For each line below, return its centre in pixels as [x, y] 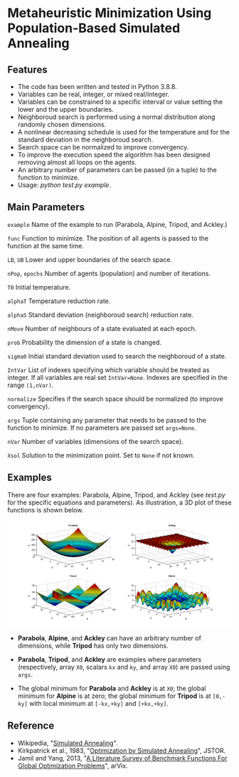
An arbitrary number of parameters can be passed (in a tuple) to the [117, 170]
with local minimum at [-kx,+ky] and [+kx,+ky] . [99, 703]
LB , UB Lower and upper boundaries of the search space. [90, 259]
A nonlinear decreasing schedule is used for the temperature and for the [123, 132]
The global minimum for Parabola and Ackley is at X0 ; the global [112, 688]
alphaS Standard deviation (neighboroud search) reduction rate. [101, 314]
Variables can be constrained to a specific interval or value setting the [120, 102]
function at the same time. [46, 245]
